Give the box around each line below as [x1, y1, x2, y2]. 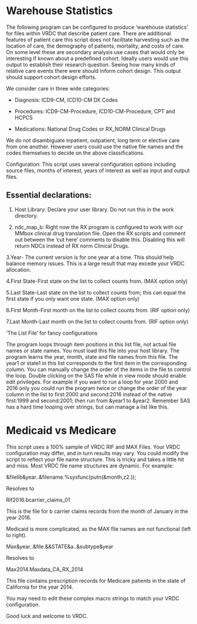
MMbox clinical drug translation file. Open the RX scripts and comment [14, 229, 186, 236]
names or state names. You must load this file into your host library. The [6, 347, 180, 354]
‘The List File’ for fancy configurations [6, 329, 98, 336]
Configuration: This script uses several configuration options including [6, 161, 176, 168]
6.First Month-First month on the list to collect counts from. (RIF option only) [6, 306, 191, 313]
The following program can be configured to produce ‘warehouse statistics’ [6, 24, 189, 31]
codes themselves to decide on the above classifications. [6, 149, 145, 156]
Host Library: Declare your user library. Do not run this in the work [14, 206, 174, 213]
